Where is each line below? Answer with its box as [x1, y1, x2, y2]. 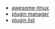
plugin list [11, 17, 35, 23]
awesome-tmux [11, 5, 49, 11]
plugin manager [11, 10, 49, 17]
